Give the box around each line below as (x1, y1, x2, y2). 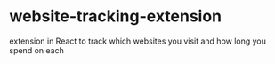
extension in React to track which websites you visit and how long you (9, 36, 267, 46)
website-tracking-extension (9, 6, 222, 27)
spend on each (9, 44, 64, 55)
